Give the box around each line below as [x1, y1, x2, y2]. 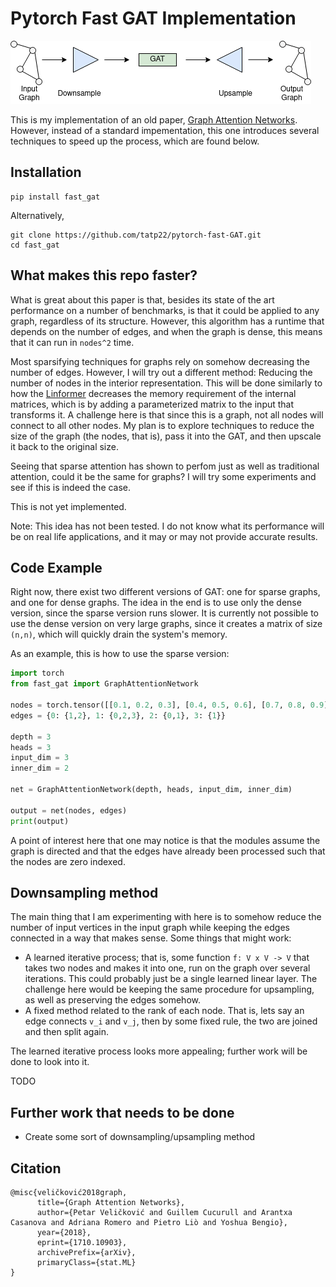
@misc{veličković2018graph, [10, 1187, 128, 1197]
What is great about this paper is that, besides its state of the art [10, 293, 275, 306]
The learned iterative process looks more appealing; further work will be [10, 1045, 308, 1057]
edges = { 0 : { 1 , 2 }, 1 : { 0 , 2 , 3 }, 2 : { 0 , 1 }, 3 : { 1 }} [10, 710, 226, 721]
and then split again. [24, 1026, 109, 1038]
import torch [10, 668, 65, 679]
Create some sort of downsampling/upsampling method [24, 1131, 256, 1143]
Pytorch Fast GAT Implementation [10, 7, 297, 30]
